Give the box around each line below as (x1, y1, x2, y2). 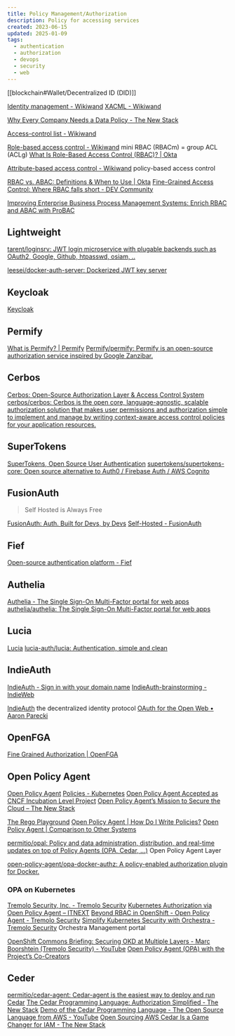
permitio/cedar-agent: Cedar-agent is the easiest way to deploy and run (7, 991, 215, 999)
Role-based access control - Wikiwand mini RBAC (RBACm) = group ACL (7, 143, 218, 151)
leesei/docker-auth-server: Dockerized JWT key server (7, 266, 167, 275)
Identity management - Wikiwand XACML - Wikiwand (7, 102, 161, 110)
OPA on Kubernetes (7, 885, 76, 895)
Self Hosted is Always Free (24, 506, 103, 514)
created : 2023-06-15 (7, 23, 68, 30)
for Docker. (7, 867, 40, 876)
